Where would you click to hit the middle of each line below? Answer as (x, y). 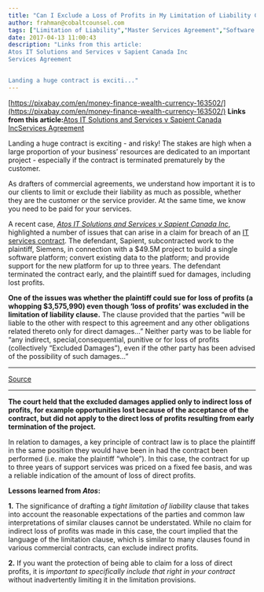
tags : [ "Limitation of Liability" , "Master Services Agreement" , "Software (132, 30)
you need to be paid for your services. (70, 209)
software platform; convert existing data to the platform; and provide (119, 257)
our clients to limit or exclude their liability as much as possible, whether (125, 192)
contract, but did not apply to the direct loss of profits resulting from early (131, 418)
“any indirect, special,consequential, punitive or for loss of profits (114, 339)
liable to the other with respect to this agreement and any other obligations (129, 323)
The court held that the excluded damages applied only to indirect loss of (130, 401)
